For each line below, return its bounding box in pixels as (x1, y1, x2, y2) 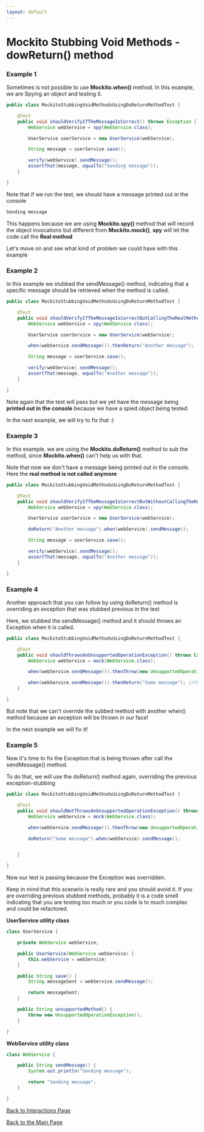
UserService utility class (6, 917, 70, 924)
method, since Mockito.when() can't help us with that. (6, 451, 143, 459)
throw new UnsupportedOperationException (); (28, 1012, 143, 1018)
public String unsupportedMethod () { (17, 1006, 113, 1013)
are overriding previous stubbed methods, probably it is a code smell (6, 892, 178, 899)
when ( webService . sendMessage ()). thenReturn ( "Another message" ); (28, 342, 194, 349)
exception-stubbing (6, 779, 56, 787)
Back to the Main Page (6, 1119, 63, 1126)
